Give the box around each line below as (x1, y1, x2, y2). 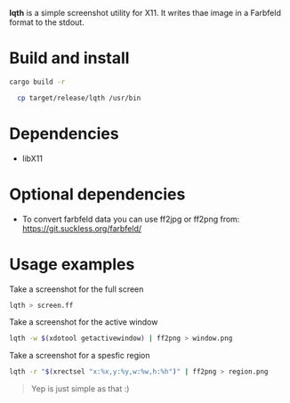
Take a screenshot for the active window (9, 317, 158, 327)
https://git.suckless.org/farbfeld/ (21, 222, 142, 234)
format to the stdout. (9, 17, 85, 28)
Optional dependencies (9, 184, 186, 204)
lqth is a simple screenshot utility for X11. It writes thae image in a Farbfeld (9, 8, 282, 18)
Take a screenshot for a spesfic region (9, 351, 150, 361)
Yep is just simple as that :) (30, 383, 130, 394)
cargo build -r (9, 77, 66, 86)
